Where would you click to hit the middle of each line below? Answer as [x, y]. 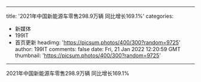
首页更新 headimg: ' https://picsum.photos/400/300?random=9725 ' [98, 42]
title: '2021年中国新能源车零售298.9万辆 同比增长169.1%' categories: [90, 16]
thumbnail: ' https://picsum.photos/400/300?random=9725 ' [88, 55]
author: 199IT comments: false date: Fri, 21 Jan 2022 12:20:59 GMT [98, 49]
